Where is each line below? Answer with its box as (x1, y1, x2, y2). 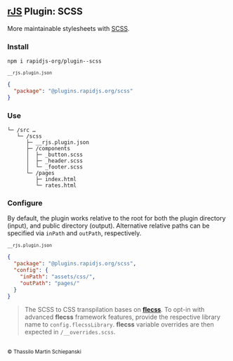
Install (7, 41, 29, 51)
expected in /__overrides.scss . (24, 328, 116, 336)
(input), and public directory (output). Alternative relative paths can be (7, 221, 211, 230)
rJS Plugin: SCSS (7, 6, 83, 18)
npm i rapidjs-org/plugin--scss (7, 58, 102, 65)
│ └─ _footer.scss (25, 164, 83, 171)
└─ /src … (7, 126, 36, 134)
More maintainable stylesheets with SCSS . (7, 24, 130, 32)
